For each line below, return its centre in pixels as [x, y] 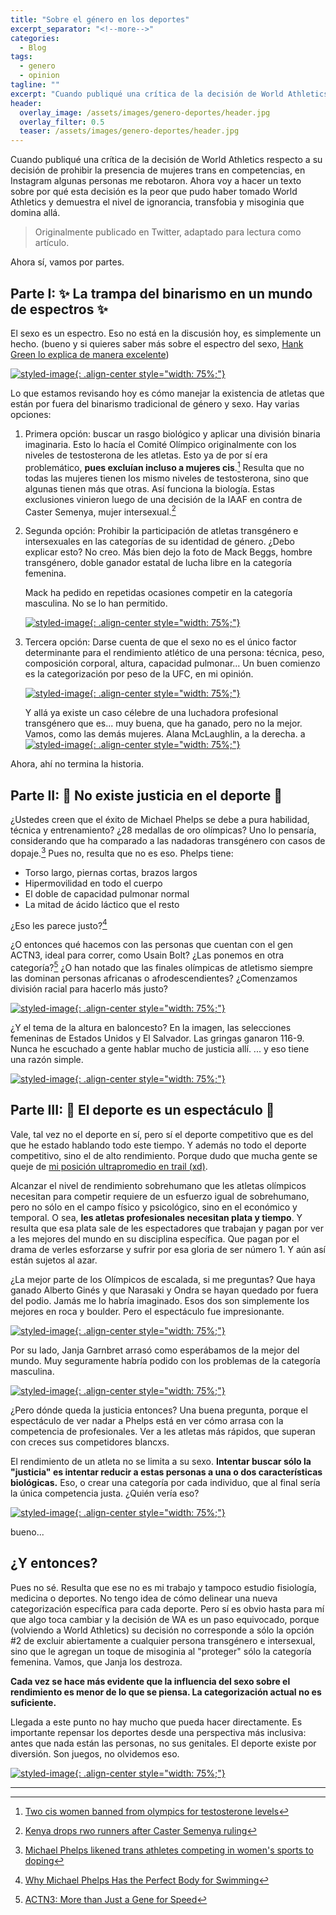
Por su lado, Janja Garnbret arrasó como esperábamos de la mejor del [155, 1350]
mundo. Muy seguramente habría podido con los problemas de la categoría [165, 1360]
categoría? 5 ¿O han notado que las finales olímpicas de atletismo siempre [161, 967]
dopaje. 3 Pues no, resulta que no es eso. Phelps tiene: [122, 852]
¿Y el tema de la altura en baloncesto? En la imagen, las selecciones [151, 1028]
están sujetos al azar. [54, 1260]
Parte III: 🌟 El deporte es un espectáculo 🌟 [142, 1110]
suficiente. [33, 1702]
